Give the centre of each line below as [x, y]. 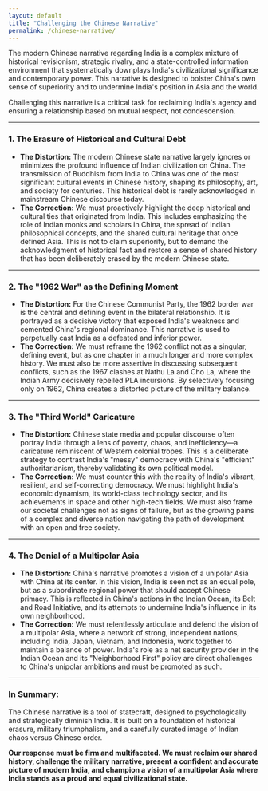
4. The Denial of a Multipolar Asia [74, 556]
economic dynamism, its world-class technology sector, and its [124, 494]
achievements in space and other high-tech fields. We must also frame [136, 502]
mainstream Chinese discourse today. [82, 199]
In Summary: [34, 694]
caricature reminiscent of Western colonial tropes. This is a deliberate [134, 451]
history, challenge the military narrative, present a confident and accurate [134, 761]
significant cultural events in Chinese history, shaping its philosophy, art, [139, 182]
